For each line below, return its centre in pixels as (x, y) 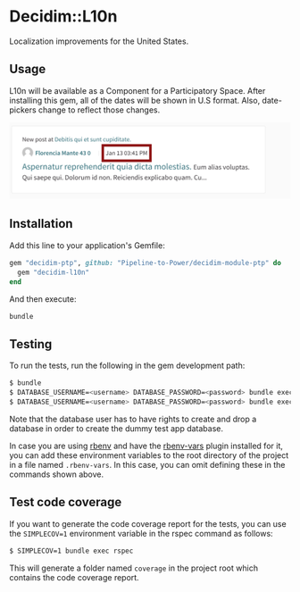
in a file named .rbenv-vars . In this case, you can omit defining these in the (147, 464)
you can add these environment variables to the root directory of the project (149, 455)
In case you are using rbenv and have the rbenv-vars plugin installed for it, (146, 446)
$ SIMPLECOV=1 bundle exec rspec (71, 551)
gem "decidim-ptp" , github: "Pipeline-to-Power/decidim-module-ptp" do (145, 263)
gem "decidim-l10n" (54, 272)
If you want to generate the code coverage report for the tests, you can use (148, 523)
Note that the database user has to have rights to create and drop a (133, 419)
